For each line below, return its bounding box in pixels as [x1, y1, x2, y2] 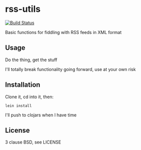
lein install [5, 103, 32, 108]
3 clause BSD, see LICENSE [5, 139, 62, 145]
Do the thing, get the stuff [5, 57, 58, 63]
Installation [5, 80, 40, 89]
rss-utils [5, 3, 41, 15]
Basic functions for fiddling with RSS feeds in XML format [5, 29, 122, 35]
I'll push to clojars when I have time [5, 112, 77, 118]
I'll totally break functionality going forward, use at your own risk [5, 66, 136, 72]
